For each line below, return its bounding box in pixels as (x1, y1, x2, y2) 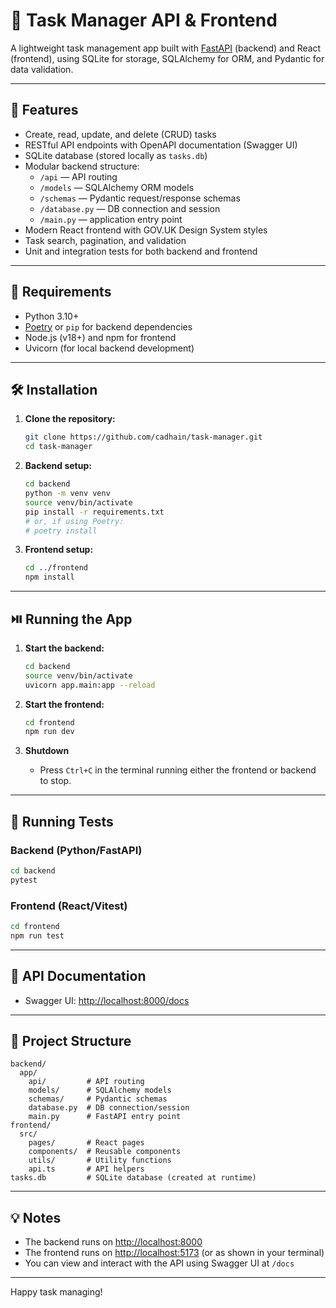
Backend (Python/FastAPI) (10, 843, 143, 857)
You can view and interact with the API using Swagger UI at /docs (24, 1257, 295, 1269)
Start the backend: (24, 642, 105, 654)
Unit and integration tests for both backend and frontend (24, 245, 258, 257)
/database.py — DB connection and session (39, 202, 221, 214)
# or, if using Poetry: (24, 516, 125, 526)
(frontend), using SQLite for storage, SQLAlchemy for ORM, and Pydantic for (10, 52, 325, 64)
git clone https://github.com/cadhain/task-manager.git (24, 432, 263, 443)
